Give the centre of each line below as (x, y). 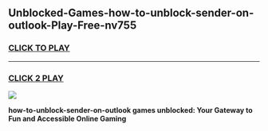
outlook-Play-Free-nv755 (73, 26)
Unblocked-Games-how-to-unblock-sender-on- (131, 13)
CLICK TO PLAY (39, 48)
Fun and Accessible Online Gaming (67, 118)
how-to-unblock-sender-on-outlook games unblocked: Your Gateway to (130, 110)
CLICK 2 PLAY (36, 78)
